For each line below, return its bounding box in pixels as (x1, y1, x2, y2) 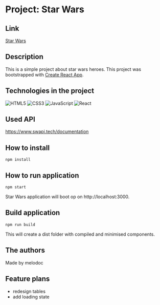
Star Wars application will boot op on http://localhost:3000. (5, 194, 130, 200)
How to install (5, 143, 50, 152)
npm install (5, 157, 31, 162)
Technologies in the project (5, 86, 95, 96)
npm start (5, 185, 27, 190)
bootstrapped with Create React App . (5, 71, 84, 78)
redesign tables (12, 288, 46, 294)
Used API (5, 115, 36, 124)
